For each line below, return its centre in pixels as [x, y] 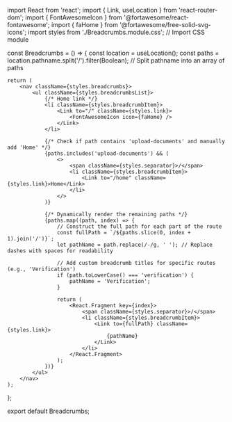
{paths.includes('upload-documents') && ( [107, 154]
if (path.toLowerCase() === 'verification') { [125, 275]
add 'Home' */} [29, 147]
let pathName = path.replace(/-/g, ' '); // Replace [135, 245]
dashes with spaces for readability [60, 251]
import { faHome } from [84, 25]
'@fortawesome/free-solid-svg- [165, 25]
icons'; [17, 32]
